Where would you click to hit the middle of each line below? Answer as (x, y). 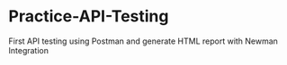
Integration (28, 50)
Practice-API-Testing (89, 16)
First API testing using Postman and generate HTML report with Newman (143, 41)
